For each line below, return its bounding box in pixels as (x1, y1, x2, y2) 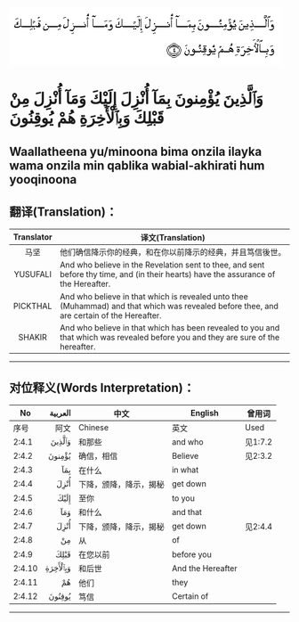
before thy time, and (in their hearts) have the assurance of (59, 269, 276, 280)
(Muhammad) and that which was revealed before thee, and (59, 300, 279, 311)
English (190, 408, 220, 419)
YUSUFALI (13, 269, 52, 280)
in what (172, 464, 199, 475)
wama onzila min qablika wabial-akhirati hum (9, 158, 265, 173)
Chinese (78, 422, 109, 433)
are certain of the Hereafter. (59, 310, 162, 321)
